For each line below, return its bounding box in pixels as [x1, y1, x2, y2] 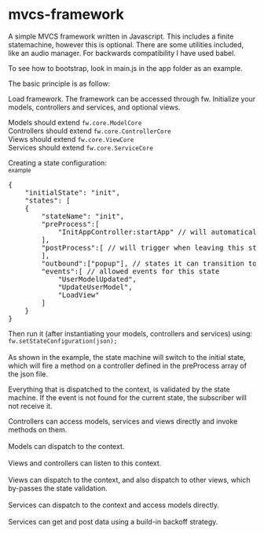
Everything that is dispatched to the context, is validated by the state [8, 384, 230, 394]
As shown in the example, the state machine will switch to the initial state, [8, 352, 246, 362]
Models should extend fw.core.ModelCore [8, 117, 142, 127]
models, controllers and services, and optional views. [8, 102, 181, 112]
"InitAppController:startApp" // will [57, 227, 207, 236]
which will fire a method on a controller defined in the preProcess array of [8, 361, 247, 370]
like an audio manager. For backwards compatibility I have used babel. [8, 48, 236, 57]
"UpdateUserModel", [57, 282, 133, 291]
